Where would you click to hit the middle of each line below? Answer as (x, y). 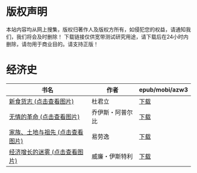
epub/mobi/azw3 (163, 90)
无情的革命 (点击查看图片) (45, 117)
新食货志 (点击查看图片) (42, 101)
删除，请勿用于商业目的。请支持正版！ (52, 44)
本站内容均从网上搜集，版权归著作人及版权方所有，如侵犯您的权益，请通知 (96, 29)
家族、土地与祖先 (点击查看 (46, 132)
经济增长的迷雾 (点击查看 (43, 152)
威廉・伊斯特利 (112, 156)
